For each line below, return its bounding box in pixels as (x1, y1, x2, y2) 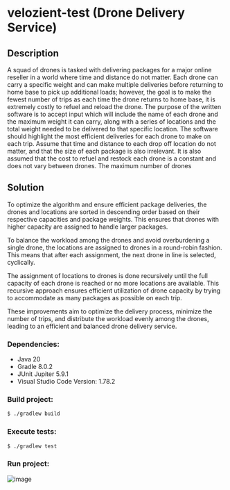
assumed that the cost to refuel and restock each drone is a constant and (7, 154, 217, 163)
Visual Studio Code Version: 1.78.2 (17, 377, 116, 386)
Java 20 (17, 355, 41, 364)
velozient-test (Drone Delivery (7, 5, 186, 21)
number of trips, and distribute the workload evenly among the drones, (7, 314, 209, 322)
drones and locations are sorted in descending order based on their (7, 207, 200, 216)
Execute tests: (7, 427, 57, 436)
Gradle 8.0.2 (17, 363, 53, 371)
